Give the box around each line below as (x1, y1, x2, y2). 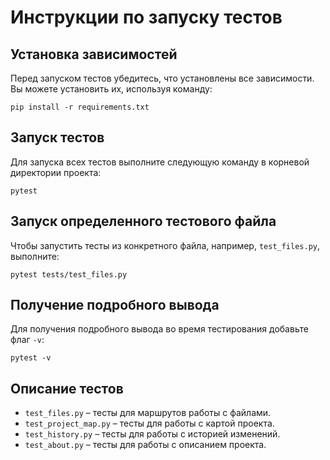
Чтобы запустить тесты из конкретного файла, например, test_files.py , (10, 239, 321, 251)
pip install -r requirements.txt (10, 102, 150, 112)
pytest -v (10, 353, 52, 363)
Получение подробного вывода (10, 297, 220, 314)
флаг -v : (10, 334, 45, 346)
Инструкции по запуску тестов (10, 6, 283, 29)
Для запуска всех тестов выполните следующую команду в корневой (10, 156, 310, 168)
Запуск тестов (10, 129, 105, 146)
